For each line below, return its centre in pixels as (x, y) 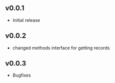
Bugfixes (22, 75)
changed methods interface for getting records (61, 48)
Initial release (26, 20)
